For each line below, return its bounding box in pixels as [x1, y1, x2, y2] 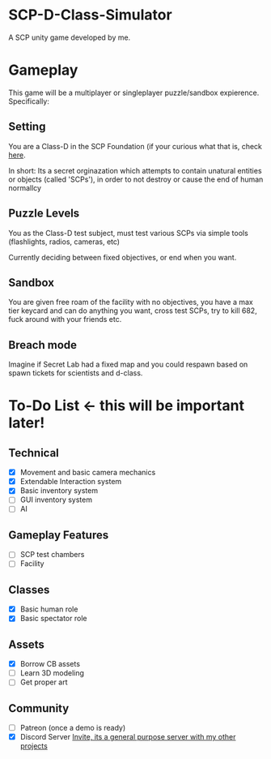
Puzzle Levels [8, 207, 80, 221]
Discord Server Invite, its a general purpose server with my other [19, 732, 236, 742]
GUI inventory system [19, 495, 93, 504]
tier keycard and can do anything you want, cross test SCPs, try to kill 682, [8, 306, 257, 315]
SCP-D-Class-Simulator [8, 6, 172, 24]
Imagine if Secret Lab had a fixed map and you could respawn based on [8, 359, 248, 370]
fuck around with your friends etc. [8, 315, 122, 324]
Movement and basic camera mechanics [19, 468, 156, 478]
